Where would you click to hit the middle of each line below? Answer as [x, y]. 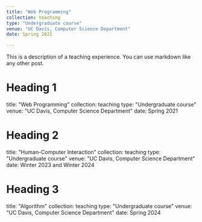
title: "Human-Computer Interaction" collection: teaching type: [84, 152]
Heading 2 [33, 135]
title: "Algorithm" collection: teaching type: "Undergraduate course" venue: [99, 206]
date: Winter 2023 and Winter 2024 [50, 165]
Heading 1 [32, 88]
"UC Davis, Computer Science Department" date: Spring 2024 [84, 212]
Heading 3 [33, 190]
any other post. [25, 64]
